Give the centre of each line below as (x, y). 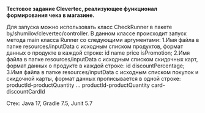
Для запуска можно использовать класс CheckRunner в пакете (89, 27)
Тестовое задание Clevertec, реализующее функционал (82, 9)
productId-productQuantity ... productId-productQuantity (78, 85)
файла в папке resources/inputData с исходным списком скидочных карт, (102, 59)
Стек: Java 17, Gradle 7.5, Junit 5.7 (50, 103)
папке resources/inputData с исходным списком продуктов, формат (95, 46)
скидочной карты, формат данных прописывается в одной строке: (94, 79)
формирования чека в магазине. (50, 15)
